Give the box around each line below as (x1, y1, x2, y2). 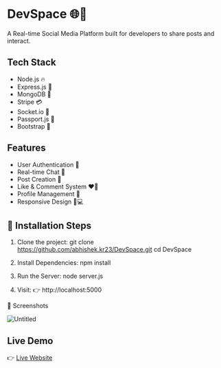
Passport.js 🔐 (16, 115, 55, 123)
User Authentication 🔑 (16, 160, 80, 169)
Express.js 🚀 (16, 83, 53, 91)
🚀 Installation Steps (7, 219, 92, 231)
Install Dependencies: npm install (16, 259, 111, 267)
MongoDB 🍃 (16, 89, 51, 98)
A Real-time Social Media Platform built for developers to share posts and (7, 29, 215, 37)
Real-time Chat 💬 (16, 168, 65, 176)
